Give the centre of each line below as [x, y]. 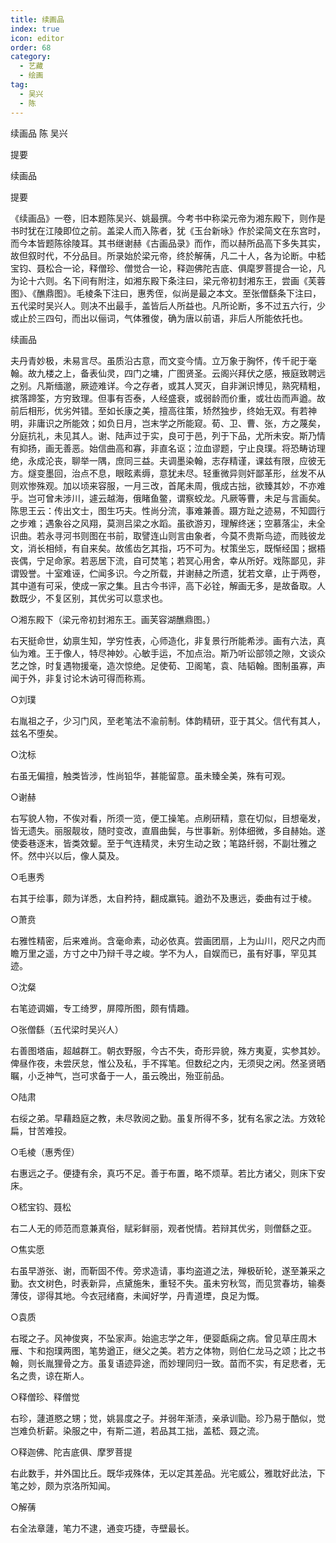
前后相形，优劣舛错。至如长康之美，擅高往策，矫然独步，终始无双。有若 [159, 410]
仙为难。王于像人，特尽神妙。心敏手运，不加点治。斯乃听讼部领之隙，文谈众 [168, 653]
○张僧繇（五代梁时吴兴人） [67, 1029]
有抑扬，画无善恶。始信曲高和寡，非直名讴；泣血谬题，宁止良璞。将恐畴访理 [168, 448]
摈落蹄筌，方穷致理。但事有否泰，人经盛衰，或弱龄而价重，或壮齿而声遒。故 [168, 398]
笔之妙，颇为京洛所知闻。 [63, 1485]
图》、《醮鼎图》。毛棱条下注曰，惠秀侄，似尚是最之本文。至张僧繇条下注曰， [166, 293]
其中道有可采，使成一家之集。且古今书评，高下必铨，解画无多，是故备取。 [163, 585]
